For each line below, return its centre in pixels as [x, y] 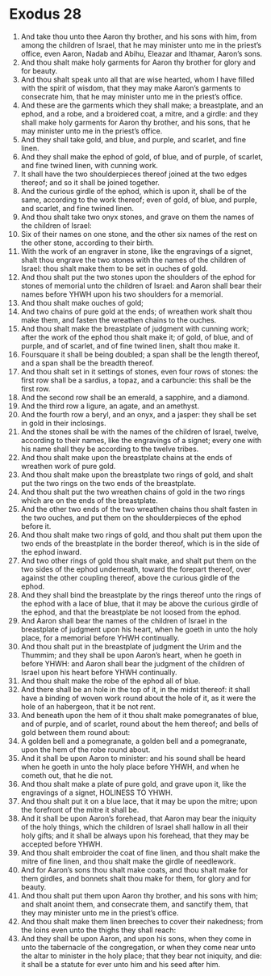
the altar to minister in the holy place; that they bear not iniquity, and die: [141, 956]
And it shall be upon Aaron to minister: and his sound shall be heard [133, 758]
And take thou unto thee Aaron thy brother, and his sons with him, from [139, 36]
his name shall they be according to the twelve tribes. [110, 449]
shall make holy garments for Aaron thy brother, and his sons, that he [135, 122]
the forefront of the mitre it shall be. [80, 809]
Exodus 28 [46, 14]
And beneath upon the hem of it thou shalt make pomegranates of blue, [140, 715]
